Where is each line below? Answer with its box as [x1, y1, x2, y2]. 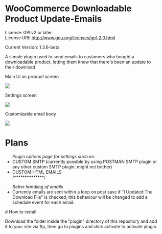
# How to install [5, 209, 37, 214]
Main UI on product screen [5, 73, 59, 79]
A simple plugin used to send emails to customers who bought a [5, 53, 135, 59]
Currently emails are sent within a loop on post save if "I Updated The [12, 189, 153, 195]
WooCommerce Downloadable [5, 3, 132, 14]
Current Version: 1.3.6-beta [5, 44, 60, 50]
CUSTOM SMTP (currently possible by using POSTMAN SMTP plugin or [12, 159, 158, 164]
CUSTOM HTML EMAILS [12, 169, 62, 175]
